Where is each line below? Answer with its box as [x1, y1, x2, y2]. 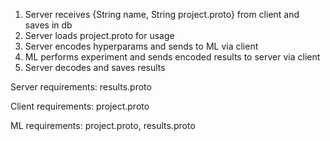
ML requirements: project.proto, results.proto [10, 120, 196, 131]
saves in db [24, 19, 73, 31]
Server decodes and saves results [24, 62, 166, 73]
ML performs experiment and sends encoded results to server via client [24, 51, 321, 63]
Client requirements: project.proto [10, 100, 150, 112]
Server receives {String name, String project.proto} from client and [24, 9, 300, 20]
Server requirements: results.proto [10, 81, 152, 93]
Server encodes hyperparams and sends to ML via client [24, 40, 259, 52]
